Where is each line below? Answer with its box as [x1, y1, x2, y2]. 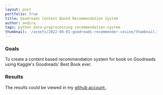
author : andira [5, 20, 36, 26]
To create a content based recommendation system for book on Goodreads [5, 56, 156, 62]
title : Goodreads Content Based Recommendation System [5, 16, 118, 21]
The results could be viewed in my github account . [5, 84, 108, 90]
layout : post [5, 7, 32, 12]
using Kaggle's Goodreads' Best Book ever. [5, 61, 92, 68]
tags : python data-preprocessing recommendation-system [5, 25, 120, 30]
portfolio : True [5, 12, 38, 16]
